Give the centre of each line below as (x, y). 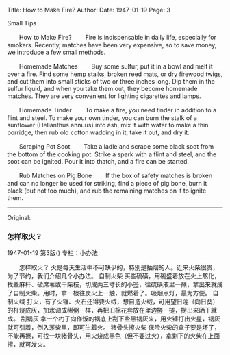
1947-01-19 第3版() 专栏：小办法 (52, 253)
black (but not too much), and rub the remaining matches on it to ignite (107, 191)
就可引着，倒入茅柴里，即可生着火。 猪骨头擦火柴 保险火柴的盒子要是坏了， (114, 328)
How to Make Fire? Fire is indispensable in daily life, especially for (118, 37)
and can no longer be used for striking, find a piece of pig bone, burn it (107, 183)
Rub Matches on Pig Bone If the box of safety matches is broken (116, 175)
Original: (19, 218)
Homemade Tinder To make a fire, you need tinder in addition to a (118, 110)
